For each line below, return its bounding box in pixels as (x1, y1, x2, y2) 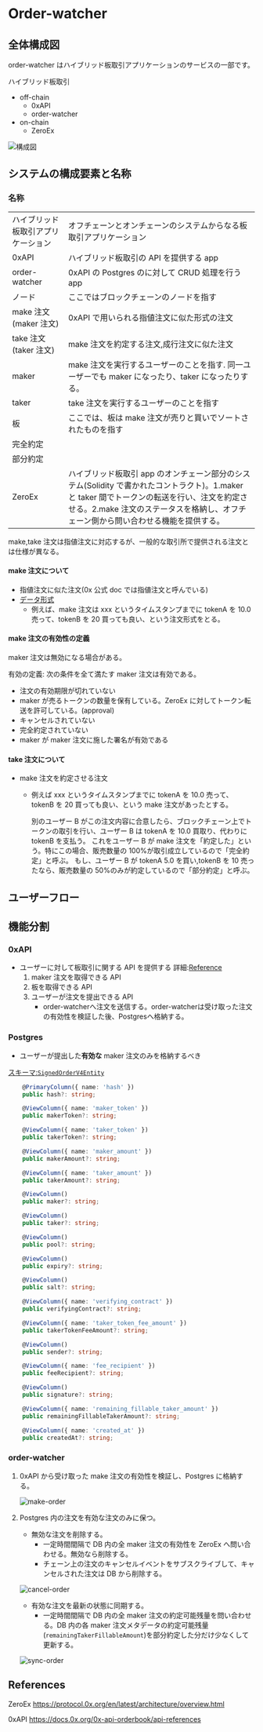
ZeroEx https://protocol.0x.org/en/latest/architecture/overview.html (8, 1699, 225, 1708)
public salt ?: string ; (22, 1284, 96, 1292)
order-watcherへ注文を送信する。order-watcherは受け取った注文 (42, 1002, 253, 1012)
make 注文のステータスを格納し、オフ (99, 503, 239, 514)
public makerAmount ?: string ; (22, 1154, 121, 1162)
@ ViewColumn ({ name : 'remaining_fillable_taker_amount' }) (22, 1405, 219, 1413)
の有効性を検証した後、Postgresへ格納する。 (42, 1012, 189, 1021)
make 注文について (8, 566, 69, 575)
